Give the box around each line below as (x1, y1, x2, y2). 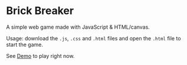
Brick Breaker (6, 4, 74, 18)
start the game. (6, 41, 43, 48)
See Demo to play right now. (6, 52, 75, 59)
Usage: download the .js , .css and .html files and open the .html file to (6, 35, 181, 42)
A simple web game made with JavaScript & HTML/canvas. (6, 23, 150, 30)
